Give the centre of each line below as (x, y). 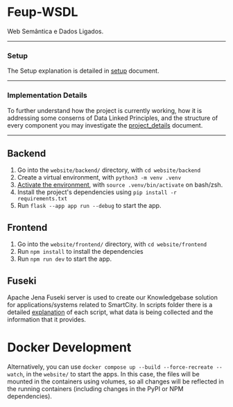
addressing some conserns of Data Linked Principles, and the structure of (113, 118)
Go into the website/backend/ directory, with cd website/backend (109, 170)
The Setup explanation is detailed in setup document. (83, 71)
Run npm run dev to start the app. (64, 259)
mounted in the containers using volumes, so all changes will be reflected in (115, 381)
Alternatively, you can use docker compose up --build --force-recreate (110, 366)
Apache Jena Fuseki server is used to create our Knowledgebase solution (113, 297)
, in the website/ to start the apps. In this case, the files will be (111, 374)
